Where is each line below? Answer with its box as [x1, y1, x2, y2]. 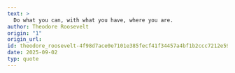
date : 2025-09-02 [7, 49, 58, 56]
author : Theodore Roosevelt [7, 23, 90, 30]
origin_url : [7, 36, 42, 43]
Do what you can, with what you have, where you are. [13, 17, 173, 24]
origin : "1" [7, 29, 42, 37]
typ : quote [7, 56, 39, 63]
